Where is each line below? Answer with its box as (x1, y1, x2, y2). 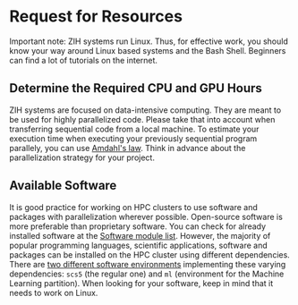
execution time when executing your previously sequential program (9, 132, 258, 144)
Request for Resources (9, 6, 183, 27)
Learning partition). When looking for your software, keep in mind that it (9, 277, 274, 288)
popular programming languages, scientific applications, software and (9, 240, 268, 250)
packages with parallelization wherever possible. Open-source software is (9, 211, 284, 222)
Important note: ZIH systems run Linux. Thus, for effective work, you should (9, 36, 288, 47)
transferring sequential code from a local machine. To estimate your (9, 123, 260, 134)
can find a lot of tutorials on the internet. (9, 55, 158, 65)
